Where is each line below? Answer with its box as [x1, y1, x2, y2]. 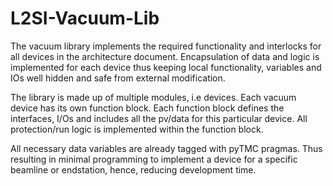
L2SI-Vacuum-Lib [10, 7, 160, 30]
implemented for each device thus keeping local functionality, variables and [10, 61, 322, 73]
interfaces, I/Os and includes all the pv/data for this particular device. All [10, 112, 308, 124]
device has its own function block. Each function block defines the [10, 102, 285, 114]
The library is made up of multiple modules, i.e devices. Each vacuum [10, 91, 297, 103]
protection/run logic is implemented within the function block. [10, 123, 264, 135]
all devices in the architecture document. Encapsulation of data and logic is [10, 50, 320, 62]
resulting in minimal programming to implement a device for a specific [10, 153, 298, 165]
